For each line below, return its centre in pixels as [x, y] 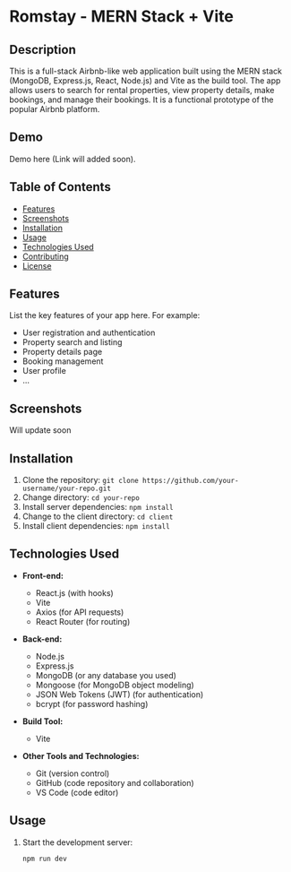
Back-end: [42, 639]
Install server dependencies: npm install [98, 507]
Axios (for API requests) [80, 612]
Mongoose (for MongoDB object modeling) [115, 685]
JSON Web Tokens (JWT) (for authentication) [120, 694]
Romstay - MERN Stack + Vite [122, 17]
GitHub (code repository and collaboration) [115, 782]
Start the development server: [77, 842]
